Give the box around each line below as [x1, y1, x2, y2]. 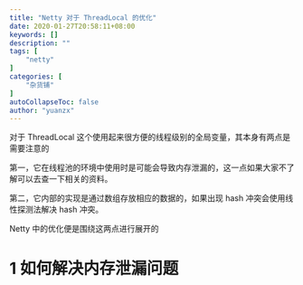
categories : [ [9, 72, 63, 81]
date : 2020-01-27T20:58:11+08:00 [9, 22, 136, 31]
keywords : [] [9, 30, 59, 39]
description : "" [9, 38, 71, 48]
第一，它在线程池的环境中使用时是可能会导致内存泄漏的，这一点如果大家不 [9, 162, 287, 173]
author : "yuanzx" [9, 106, 75, 115]
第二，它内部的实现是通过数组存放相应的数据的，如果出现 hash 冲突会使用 [9, 193, 286, 204]
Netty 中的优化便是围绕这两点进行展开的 [9, 223, 159, 234]
